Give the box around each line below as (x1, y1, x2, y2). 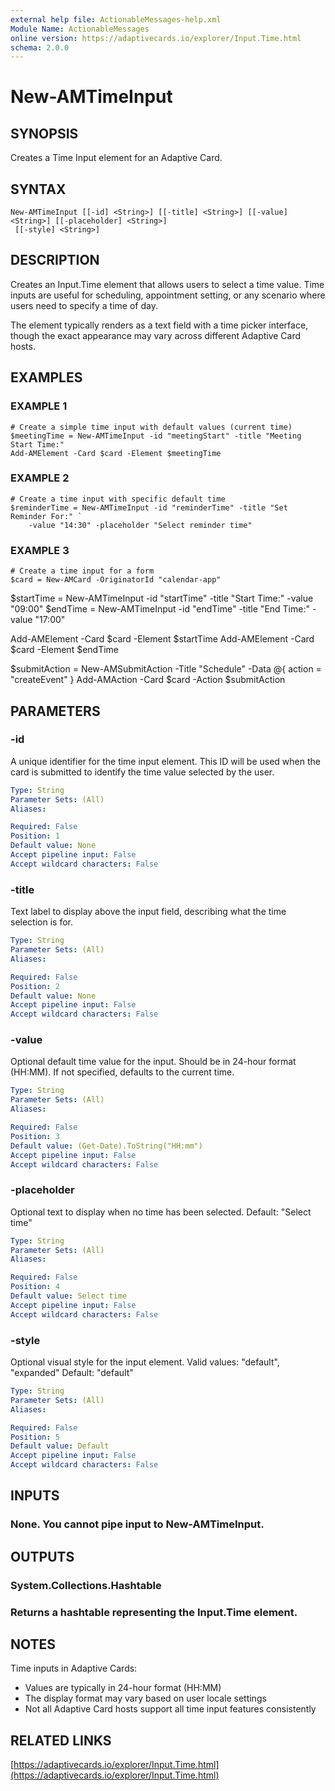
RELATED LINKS (10, 1732, 112, 1749)
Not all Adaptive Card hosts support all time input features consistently (24, 1703, 317, 1715)
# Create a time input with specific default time (10, 494, 226, 504)
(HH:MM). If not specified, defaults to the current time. (10, 1066, 235, 1078)
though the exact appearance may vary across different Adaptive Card (10, 329, 302, 341)
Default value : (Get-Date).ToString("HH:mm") (10, 1141, 203, 1151)
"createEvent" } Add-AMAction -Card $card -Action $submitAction (10, 674, 286, 686)
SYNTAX (10, 181, 67, 198)
